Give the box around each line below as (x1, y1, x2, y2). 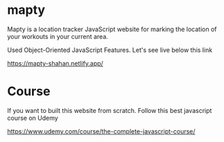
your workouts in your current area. (7, 32, 109, 40)
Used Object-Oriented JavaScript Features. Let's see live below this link (7, 46, 213, 54)
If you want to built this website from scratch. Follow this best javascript (7, 106, 212, 114)
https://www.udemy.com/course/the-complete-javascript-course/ (7, 127, 196, 135)
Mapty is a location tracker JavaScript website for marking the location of (7, 25, 217, 33)
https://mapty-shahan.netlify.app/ (7, 59, 104, 67)
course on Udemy (7, 114, 59, 122)
